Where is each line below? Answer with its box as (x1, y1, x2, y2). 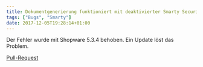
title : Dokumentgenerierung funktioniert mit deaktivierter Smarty (6, 8, 180, 15)
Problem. (6, 42, 29, 50)
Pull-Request (6, 54, 39, 62)
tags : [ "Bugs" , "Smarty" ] (6, 14, 71, 20)
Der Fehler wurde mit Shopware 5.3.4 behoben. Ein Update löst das (6, 36, 174, 44)
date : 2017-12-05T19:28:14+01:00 (6, 20, 91, 26)
